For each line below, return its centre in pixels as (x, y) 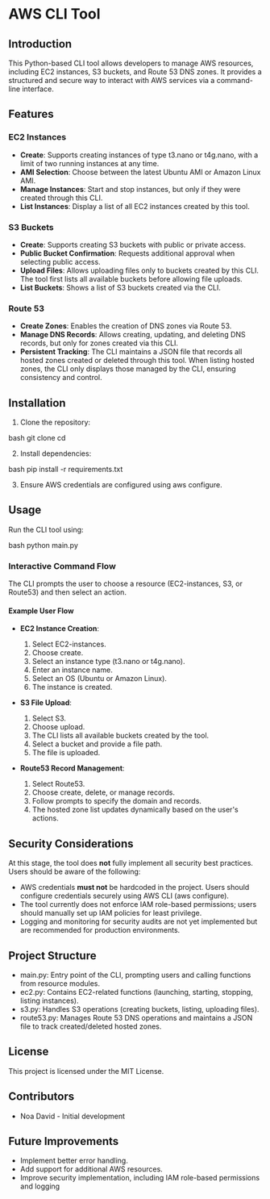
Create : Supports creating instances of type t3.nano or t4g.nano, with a (139, 155)
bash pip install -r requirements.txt (66, 470)
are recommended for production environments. (100, 930)
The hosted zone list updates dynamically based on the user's (135, 810)
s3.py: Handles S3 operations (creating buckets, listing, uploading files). (139, 1009)
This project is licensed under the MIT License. (86, 1071)
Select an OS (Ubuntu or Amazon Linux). (100, 679)
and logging (40, 1186)
